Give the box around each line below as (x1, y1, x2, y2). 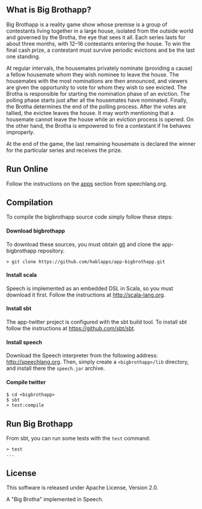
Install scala (6, 271, 37, 279)
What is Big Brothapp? (6, 5, 92, 15)
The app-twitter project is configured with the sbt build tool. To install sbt (6, 319, 188, 326)
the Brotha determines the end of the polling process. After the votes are (6, 102, 186, 110)
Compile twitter (6, 378, 46, 386)
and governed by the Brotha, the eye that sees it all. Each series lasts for (6, 33, 186, 41)
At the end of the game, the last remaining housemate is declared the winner (6, 140, 196, 147)
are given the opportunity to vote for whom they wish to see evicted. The (6, 84, 187, 91)
